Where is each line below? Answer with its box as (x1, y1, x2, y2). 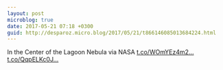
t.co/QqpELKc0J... (7, 56, 59, 64)
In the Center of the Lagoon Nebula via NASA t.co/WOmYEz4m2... (7, 48, 194, 56)
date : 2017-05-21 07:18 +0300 (7, 23, 94, 30)
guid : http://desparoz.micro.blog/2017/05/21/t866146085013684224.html (7, 29, 216, 36)
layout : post (7, 10, 45, 17)
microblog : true (7, 16, 54, 23)
